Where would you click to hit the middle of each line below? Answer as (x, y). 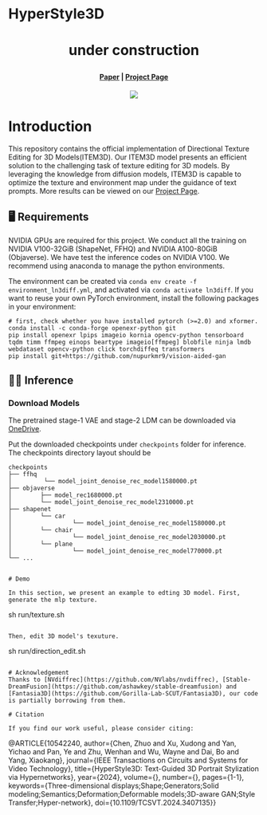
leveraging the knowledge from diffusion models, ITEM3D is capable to (125, 174)
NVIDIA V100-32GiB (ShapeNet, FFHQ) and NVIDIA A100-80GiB (113, 249)
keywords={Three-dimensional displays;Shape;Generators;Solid (114, 785)
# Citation (26, 715)
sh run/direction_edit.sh (47, 652)
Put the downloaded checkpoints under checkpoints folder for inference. (128, 444)
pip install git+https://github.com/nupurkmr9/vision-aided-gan (117, 356)
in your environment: (42, 306)
